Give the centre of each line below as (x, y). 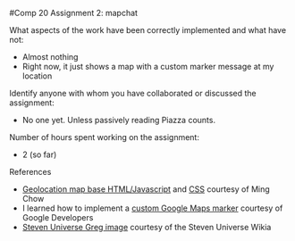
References (30, 172)
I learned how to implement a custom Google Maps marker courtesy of (152, 208)
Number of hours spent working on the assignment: (104, 137)
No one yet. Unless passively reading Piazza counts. (119, 120)
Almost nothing (50, 57)
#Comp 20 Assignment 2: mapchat (74, 13)
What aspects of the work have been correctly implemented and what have (148, 30)
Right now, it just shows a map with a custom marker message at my (148, 66)
